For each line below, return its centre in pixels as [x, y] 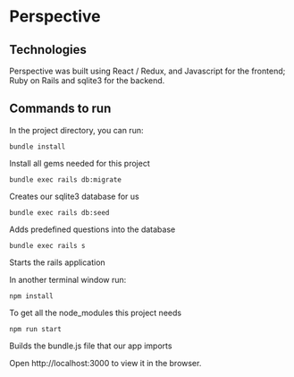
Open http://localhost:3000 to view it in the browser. [105, 363]
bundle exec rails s [48, 245]
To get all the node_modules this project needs [95, 313]
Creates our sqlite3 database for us [75, 196]
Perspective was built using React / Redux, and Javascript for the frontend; [147, 71]
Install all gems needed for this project [80, 163]
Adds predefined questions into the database [92, 229]
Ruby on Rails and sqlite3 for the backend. [87, 81]
